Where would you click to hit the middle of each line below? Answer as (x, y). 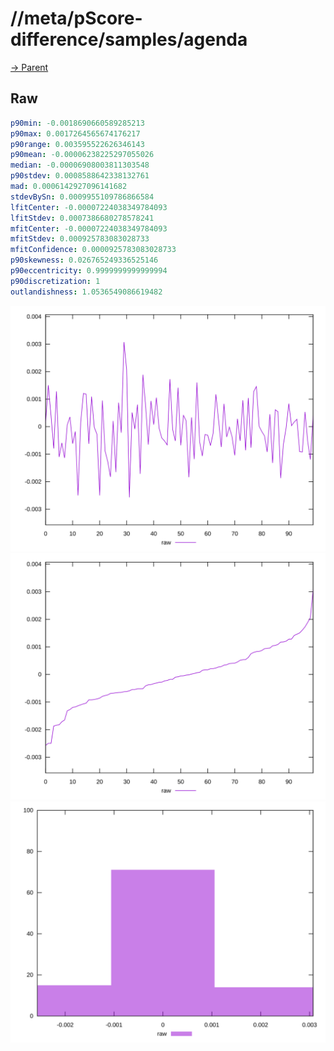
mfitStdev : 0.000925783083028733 (80, 239)
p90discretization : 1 (55, 281)
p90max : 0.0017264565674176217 (75, 133)
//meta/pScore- (76, 18)
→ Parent (29, 67)
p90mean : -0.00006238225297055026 (82, 155)
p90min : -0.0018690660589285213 (77, 123)
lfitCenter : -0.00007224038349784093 (89, 207)
